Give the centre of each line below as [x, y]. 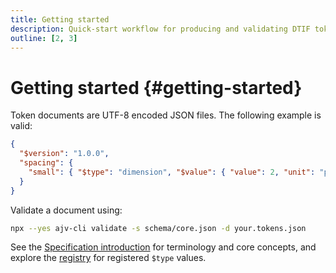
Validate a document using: [66, 210]
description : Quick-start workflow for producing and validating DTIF [160, 29]
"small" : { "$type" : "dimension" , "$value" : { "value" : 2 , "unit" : [172, 172]
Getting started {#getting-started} [156, 87]
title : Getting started [60, 19]
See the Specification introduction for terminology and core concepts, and [163, 247]
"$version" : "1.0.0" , [64, 154]
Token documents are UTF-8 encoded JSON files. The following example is [166, 115]
